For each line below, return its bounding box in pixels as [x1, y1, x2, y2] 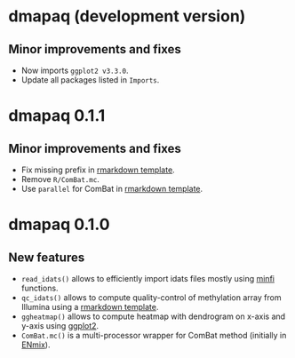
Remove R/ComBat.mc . [20, 174, 100, 184]
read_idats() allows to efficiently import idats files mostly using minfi [20, 274, 275, 283]
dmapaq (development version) [8, 6, 246, 27]
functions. [20, 282, 59, 293]
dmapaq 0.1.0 [8, 215, 110, 235]
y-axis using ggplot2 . [20, 321, 100, 330]
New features [8, 250, 85, 265]
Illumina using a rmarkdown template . [20, 302, 159, 312]
